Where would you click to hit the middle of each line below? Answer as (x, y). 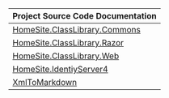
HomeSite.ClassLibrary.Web (66, 56)
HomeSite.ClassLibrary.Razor (68, 43)
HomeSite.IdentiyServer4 (60, 69)
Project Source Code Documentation (84, 16)
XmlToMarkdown (45, 82)
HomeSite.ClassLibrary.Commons (77, 30)
